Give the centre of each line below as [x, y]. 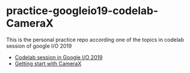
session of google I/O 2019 [39, 46]
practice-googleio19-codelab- [82, 11]
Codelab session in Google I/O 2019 [58, 57]
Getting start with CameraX [48, 64]
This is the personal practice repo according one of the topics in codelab [95, 39]
